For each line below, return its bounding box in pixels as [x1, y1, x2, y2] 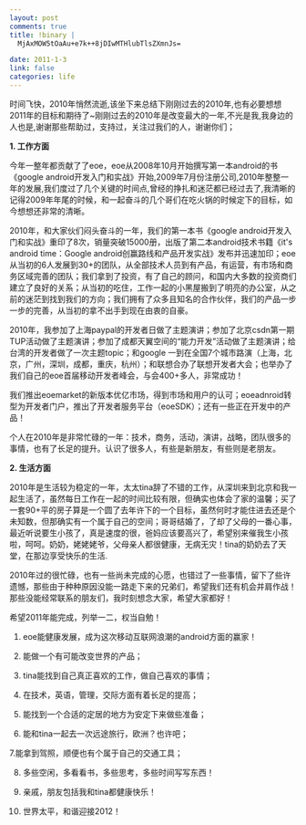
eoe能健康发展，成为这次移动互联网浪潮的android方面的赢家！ [22, 631, 258, 642]
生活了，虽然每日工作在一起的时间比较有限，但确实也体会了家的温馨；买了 [16, 493, 297, 504]
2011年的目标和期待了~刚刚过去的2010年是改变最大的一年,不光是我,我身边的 [9, 110, 293, 120]
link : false [9, 64, 55, 73]
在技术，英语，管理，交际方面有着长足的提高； [22, 689, 199, 700]
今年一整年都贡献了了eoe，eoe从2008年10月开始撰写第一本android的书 [9, 160, 278, 171]
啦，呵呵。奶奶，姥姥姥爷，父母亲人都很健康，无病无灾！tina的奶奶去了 [9, 538, 280, 549]
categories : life [9, 72, 76, 82]
